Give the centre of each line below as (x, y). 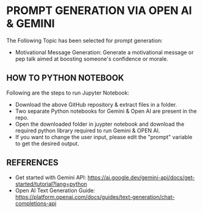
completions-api (36, 203)
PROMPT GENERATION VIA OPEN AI (99, 11)
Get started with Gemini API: (51, 177)
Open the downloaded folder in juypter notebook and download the (100, 124)
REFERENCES (33, 163)
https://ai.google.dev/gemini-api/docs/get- (141, 177)
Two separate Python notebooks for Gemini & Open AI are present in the (106, 111)
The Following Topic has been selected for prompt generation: (84, 40)
